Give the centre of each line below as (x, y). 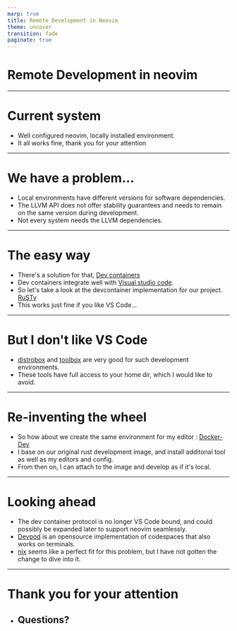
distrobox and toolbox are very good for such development (103, 359)
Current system (54, 116)
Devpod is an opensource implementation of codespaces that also (114, 536)
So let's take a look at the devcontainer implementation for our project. (120, 289)
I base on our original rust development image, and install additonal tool (121, 452)
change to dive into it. (49, 559)
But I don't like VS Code (78, 340)
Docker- (211, 437)
